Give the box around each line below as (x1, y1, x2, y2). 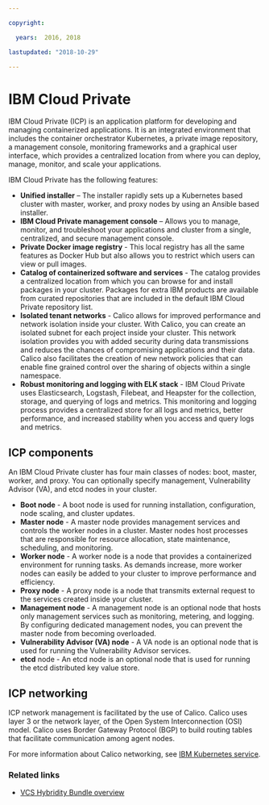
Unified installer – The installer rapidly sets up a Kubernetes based (19, 191, 243, 200)
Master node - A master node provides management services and (19, 518, 240, 527)
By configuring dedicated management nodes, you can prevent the (19, 620, 243, 630)
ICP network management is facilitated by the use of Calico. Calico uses (8, 707, 248, 717)
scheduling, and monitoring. (19, 543, 114, 553)
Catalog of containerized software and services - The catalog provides (19, 268, 261, 278)
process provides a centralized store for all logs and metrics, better (19, 405, 243, 415)
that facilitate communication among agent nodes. (8, 733, 176, 743)
